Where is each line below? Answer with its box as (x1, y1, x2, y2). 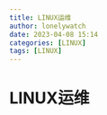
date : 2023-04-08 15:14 (9, 30, 99, 39)
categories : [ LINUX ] (9, 38, 87, 48)
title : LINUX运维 (9, 13, 72, 22)
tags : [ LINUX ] (9, 47, 63, 56)
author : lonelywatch (9, 22, 87, 31)
